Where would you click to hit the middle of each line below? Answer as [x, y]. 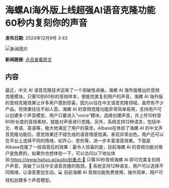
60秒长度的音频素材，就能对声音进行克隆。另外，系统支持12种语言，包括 [81, 121]
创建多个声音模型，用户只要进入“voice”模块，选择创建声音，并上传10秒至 [86, 115]
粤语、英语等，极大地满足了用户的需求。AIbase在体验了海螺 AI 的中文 [86, 128]
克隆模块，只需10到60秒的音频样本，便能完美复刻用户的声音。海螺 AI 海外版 [84, 96]
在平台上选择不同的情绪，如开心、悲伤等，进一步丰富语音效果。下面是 [78, 140]
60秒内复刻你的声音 [47, 23]
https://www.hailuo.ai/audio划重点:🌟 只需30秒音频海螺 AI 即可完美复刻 [83, 159]
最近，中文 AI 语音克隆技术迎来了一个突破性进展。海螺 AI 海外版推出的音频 [82, 90]
